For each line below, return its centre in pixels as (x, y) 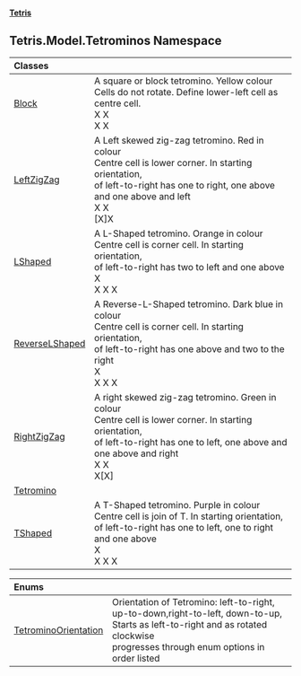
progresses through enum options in (188, 647)
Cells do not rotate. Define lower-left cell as (186, 92)
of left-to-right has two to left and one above (189, 268)
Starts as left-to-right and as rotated (189, 625)
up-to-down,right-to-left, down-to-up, (197, 613)
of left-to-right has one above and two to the (189, 349)
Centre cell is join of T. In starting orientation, (189, 516)
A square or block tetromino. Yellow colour (183, 81)
